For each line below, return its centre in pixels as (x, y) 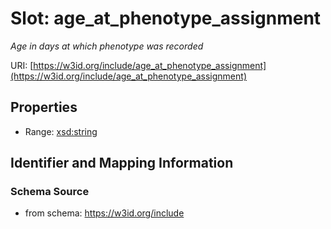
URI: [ (22, 65)
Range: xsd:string (61, 131)
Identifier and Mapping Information (122, 163)
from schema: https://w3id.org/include (104, 213)
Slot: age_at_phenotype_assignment (166, 18)
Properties (44, 107)
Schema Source (50, 192)
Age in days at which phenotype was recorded (107, 46)
